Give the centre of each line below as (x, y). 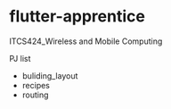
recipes (36, 85)
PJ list (20, 58)
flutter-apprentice (77, 17)
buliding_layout (50, 75)
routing (35, 95)
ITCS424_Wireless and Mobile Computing (86, 41)
